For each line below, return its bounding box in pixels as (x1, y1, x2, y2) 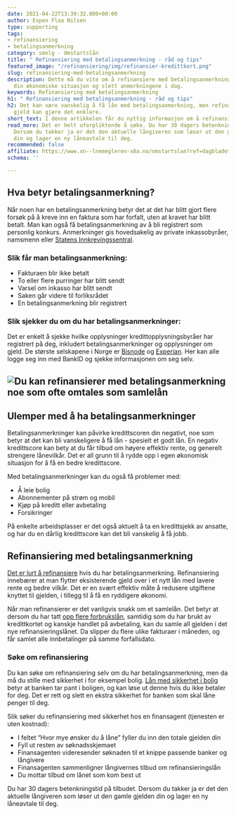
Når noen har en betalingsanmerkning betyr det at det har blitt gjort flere (7, 205, 217, 213)
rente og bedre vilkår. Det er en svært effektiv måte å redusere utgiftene (7, 584, 216, 592)
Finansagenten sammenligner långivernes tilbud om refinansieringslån (17, 763, 221, 771)
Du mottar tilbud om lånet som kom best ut (17, 771, 142, 779)
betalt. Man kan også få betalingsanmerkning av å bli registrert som (7, 220, 203, 229)
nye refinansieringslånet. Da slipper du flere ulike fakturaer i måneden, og (7, 628, 220, 636)
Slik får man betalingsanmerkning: (7, 253, 128, 263)
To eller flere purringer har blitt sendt (17, 276, 125, 285)
